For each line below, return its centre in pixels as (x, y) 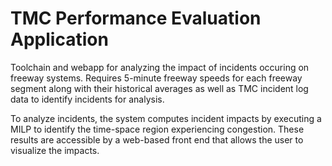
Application (59, 39)
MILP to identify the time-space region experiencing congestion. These (157, 129)
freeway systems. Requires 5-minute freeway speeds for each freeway (156, 78)
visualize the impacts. (55, 150)
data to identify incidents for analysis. (87, 99)
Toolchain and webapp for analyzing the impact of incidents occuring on (160, 67)
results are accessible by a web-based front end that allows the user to (157, 139)
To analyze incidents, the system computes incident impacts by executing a (166, 118)
